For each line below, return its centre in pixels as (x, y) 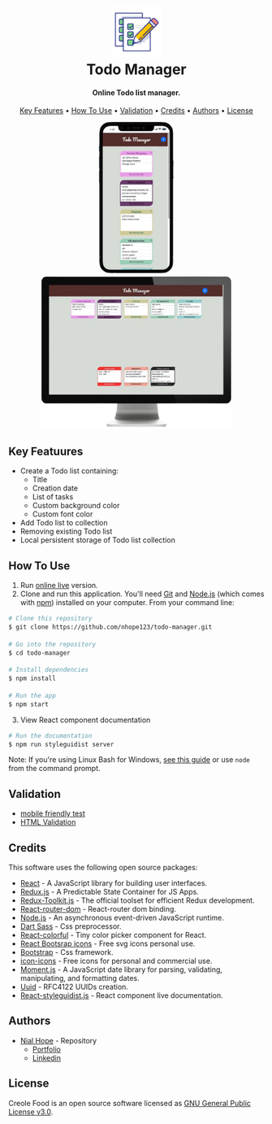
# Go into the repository (52, 644)
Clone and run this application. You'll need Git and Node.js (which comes (142, 594)
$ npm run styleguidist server (61, 744)
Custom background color (76, 506)
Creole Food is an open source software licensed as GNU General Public (130, 1103)
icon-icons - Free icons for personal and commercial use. (116, 961)
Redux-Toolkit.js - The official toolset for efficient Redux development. (137, 900)
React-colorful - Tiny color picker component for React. (113, 935)
